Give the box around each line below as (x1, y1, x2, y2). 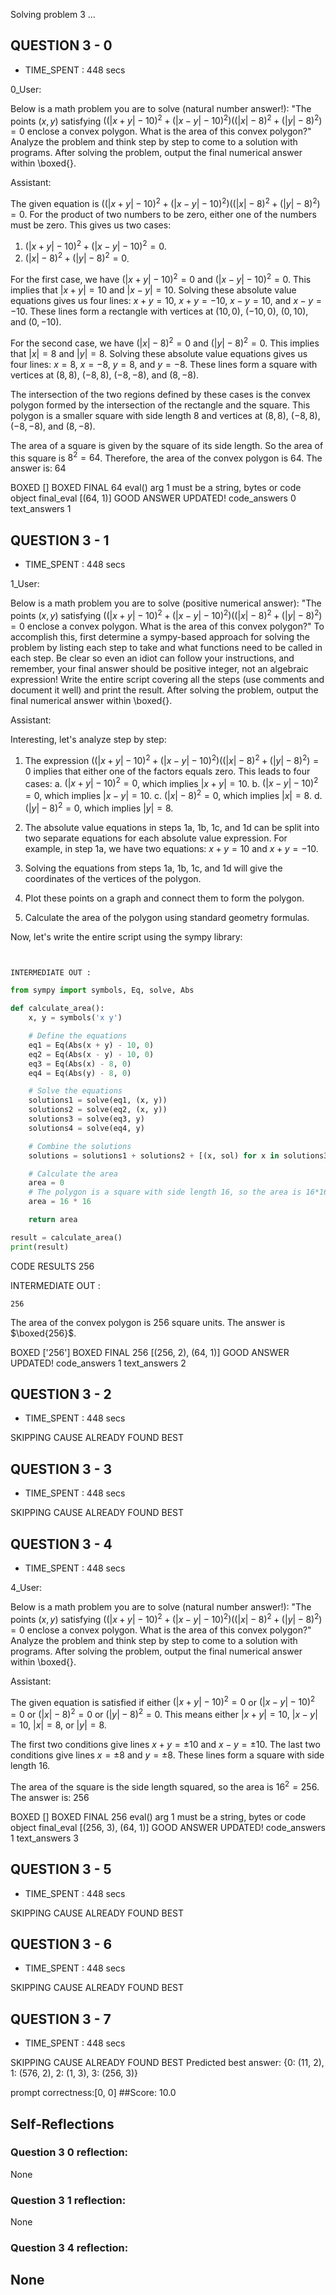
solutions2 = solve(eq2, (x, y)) (28, 1105, 168, 1115)
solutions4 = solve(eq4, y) (28, 1123, 145, 1133)
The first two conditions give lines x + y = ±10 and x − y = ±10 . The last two (10, 1739, 321, 1751)
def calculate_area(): (10, 1004, 105, 1014)
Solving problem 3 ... (10, 9, 96, 20)
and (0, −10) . (10, 316, 62, 328)
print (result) (10, 1242, 70, 1252)
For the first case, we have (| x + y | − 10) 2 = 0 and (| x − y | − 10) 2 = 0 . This (10, 272, 312, 286)
